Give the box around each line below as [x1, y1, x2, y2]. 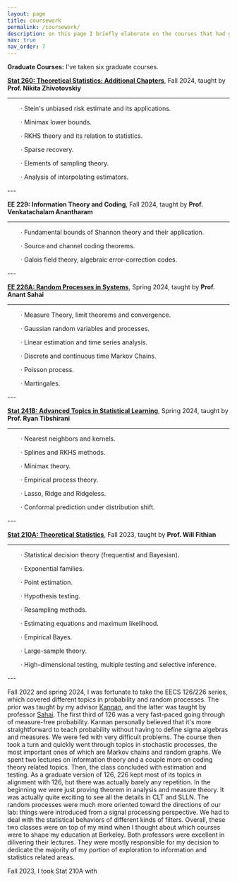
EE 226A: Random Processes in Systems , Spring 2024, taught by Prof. [7, 283, 215, 291]
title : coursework [7, 17, 61, 24]
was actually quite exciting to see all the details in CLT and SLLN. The [7, 793, 209, 801]
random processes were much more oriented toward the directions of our [7, 801, 221, 808]
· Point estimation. [20, 578, 73, 586]
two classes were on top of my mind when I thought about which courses [7, 823, 221, 831]
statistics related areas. [7, 853, 75, 861]
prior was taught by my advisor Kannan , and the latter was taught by [7, 703, 207, 711]
